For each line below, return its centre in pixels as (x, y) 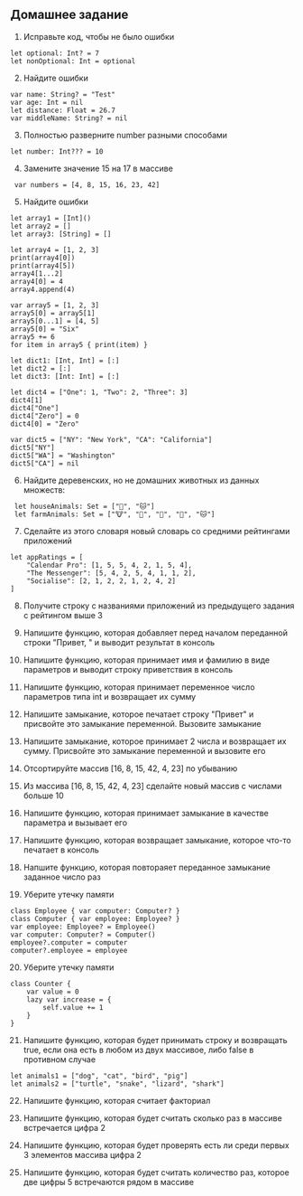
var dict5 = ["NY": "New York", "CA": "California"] (111, 439)
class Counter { (41, 984)
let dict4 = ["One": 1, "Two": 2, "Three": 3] (99, 392)
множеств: (44, 490)
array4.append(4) (43, 289)
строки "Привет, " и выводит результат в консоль (119, 642)
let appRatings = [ (47, 557)
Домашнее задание (69, 15)
